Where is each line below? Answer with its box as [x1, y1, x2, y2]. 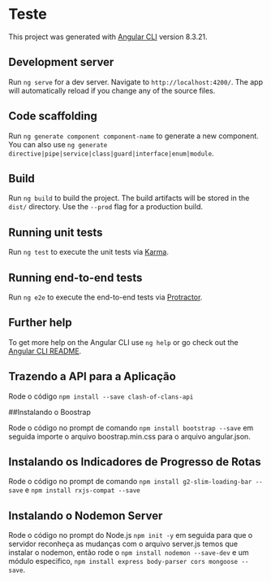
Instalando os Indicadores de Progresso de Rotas [8, 455, 261, 469]
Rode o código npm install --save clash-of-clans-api [8, 391, 194, 401]
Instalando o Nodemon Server [8, 509, 163, 522]
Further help [8, 316, 73, 330]
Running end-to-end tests [8, 270, 143, 285]
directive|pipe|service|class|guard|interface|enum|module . [8, 148, 214, 158]
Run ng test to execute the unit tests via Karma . [8, 247, 169, 257]
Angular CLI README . [8, 346, 82, 356]
